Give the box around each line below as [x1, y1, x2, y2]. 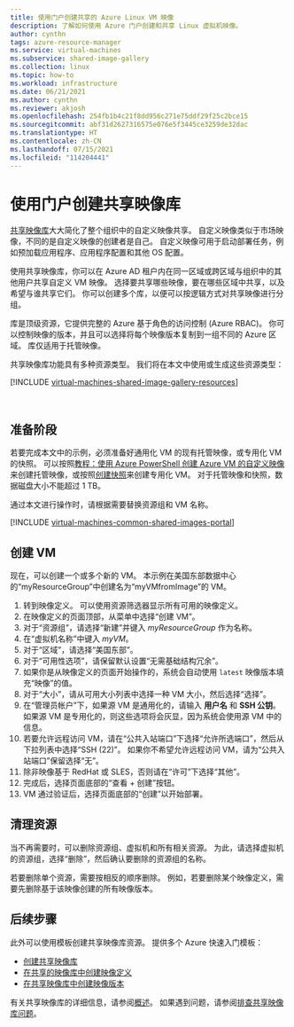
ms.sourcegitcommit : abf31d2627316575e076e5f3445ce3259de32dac [10, 121, 249, 129]
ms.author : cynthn [10, 95, 78, 105]
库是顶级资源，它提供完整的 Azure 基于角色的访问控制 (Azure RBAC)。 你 [10, 318, 277, 329]
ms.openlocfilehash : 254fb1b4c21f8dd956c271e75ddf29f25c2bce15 [10, 112, 249, 121]
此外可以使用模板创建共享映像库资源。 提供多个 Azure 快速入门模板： [10, 937, 264, 947]
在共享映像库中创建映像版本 [22, 977, 125, 989]
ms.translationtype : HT [10, 129, 98, 137]
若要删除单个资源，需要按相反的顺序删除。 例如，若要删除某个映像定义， [10, 872, 276, 882]
